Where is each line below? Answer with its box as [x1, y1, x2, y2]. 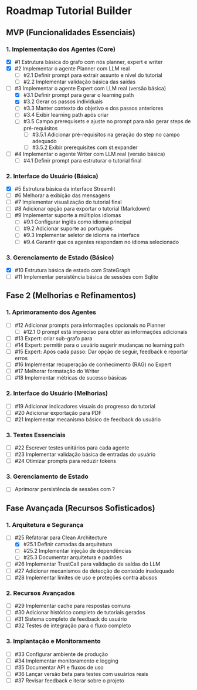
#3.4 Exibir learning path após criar [23, 111, 109, 119]
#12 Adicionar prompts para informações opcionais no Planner [14, 322, 166, 329]
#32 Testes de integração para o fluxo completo [14, 622, 131, 629]
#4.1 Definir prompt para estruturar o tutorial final [23, 157, 142, 164]
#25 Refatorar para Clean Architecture [14, 534, 107, 541]
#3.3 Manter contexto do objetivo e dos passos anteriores [23, 104, 164, 112]
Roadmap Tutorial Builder [6, 4, 133, 18]
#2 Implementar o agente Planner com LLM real [14, 65, 130, 72]
